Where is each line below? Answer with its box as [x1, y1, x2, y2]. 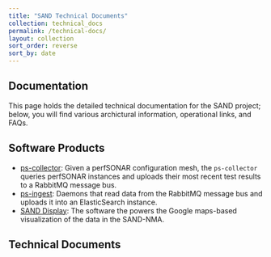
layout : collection [8, 34, 74, 43]
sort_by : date [8, 49, 57, 57]
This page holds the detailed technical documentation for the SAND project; [8, 100, 261, 110]
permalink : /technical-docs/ [8, 27, 107, 35]
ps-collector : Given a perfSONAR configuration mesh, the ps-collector [19, 162, 258, 172]
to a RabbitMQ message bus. [19, 179, 117, 190]
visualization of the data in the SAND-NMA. [19, 214, 165, 224]
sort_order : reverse [8, 42, 78, 50]
